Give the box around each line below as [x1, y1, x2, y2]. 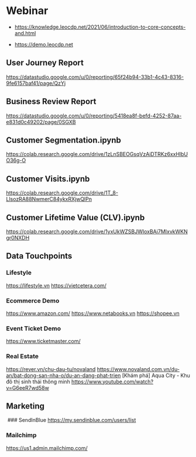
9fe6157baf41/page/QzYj [6, 79, 66, 86]
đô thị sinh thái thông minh [6, 378, 70, 385]
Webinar [6, 4, 49, 18]
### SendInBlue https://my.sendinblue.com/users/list [7, 417, 136, 424]
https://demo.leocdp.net [14, 41, 73, 48]
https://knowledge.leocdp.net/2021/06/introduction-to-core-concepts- [14, 23, 186, 30]
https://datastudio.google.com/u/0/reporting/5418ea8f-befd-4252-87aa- [6, 112, 182, 119]
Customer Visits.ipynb [6, 174, 90, 184]
